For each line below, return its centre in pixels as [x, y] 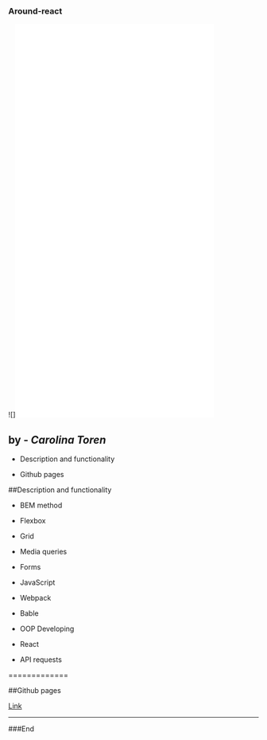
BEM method [41, 505]
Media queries [43, 552]
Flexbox [33, 521]
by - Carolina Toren [57, 440]
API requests [41, 660]
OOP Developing [47, 629]
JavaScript [37, 582]
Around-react [35, 11]
